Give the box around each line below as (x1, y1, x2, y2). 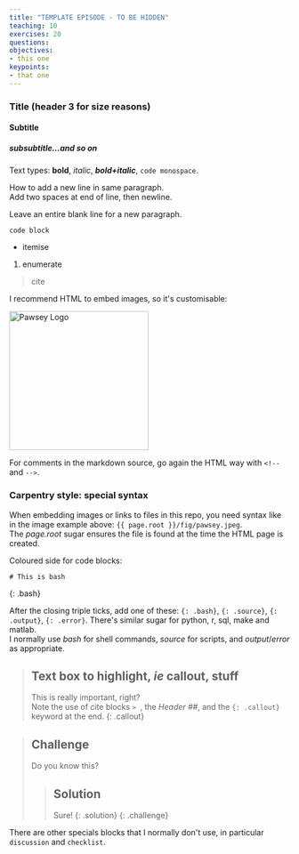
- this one (9, 54, 50, 63)
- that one (9, 71, 50, 80)
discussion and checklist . (9, 836, 106, 847)
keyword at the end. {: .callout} (30, 711, 145, 721)
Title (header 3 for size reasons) (9, 100, 151, 112)
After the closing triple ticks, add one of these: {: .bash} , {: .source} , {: (9, 605, 279, 616)
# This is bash (9, 572, 66, 581)
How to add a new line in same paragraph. (9, 182, 165, 193)
